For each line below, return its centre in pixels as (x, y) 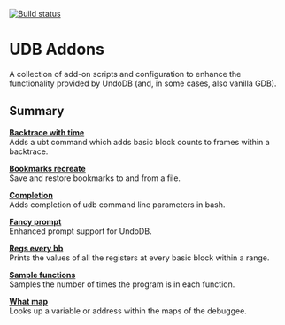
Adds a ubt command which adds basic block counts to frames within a (139, 142)
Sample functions (42, 275)
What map (29, 301)
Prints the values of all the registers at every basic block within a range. (139, 258)
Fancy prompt (35, 221)
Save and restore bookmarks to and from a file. (95, 178)
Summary (37, 111)
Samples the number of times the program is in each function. (122, 284)
